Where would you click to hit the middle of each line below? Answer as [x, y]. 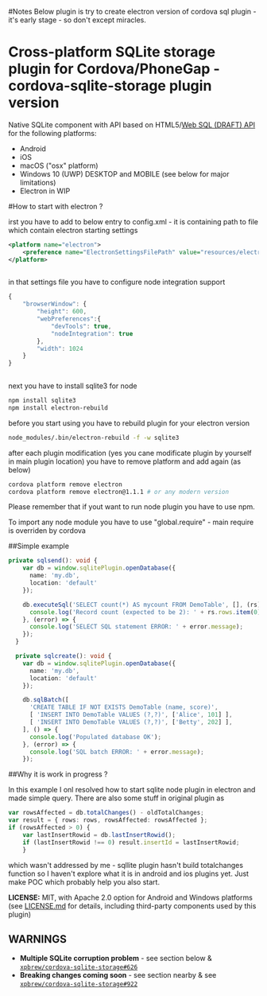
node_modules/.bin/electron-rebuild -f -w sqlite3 [94, 438]
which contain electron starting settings [73, 230]
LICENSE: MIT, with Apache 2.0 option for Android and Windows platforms [130, 897]
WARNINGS [38, 939]
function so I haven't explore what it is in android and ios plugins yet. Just [128, 873]
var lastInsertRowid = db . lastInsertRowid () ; [99, 835]
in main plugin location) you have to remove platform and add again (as [124, 461]
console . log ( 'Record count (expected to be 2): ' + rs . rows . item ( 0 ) [145, 612]
